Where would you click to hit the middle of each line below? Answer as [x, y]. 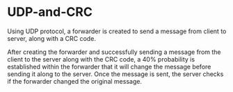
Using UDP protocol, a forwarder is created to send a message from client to [117, 31]
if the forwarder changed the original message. [75, 81]
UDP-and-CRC [50, 12]
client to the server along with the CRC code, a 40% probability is [101, 59]
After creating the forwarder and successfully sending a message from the [114, 52]
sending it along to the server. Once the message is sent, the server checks [115, 74]
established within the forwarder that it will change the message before [109, 66]
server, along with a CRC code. [51, 38]
